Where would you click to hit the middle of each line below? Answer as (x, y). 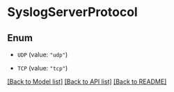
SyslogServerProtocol (72, 12)
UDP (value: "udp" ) (42, 54)
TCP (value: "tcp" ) (42, 68)
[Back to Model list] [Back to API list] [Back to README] (87, 82)
